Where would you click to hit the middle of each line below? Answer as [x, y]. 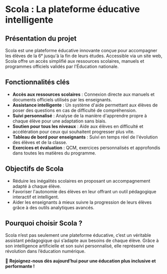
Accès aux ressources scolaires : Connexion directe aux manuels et [83, 94]
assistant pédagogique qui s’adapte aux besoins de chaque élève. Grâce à [82, 241]
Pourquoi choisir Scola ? [44, 224]
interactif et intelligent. [36, 197]
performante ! [20, 266]
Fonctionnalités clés [38, 82]
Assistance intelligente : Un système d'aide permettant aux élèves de [85, 105]
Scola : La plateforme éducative [73, 9]
